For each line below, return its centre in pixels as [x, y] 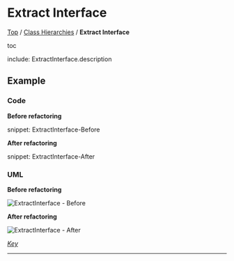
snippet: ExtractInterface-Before [54, 129]
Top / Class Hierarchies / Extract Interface [69, 32]
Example [26, 81]
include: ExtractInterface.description [60, 59]
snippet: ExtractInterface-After [51, 156]
